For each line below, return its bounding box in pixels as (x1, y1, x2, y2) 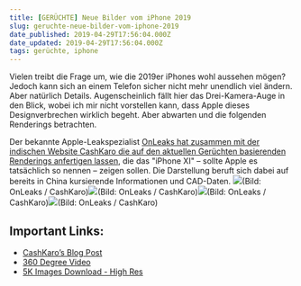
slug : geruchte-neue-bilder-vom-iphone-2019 (9, 22, 179, 31)
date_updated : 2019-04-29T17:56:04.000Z (9, 38, 164, 48)
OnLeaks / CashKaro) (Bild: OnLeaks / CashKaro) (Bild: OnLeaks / (9, 186, 267, 198)
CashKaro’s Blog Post (22, 246, 103, 257)
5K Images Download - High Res (22, 266, 144, 277)
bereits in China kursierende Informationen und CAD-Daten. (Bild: (9, 176, 261, 187)
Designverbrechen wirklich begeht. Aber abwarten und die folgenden (9, 110, 267, 121)
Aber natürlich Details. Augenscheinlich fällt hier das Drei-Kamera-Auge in (9, 91, 286, 102)
